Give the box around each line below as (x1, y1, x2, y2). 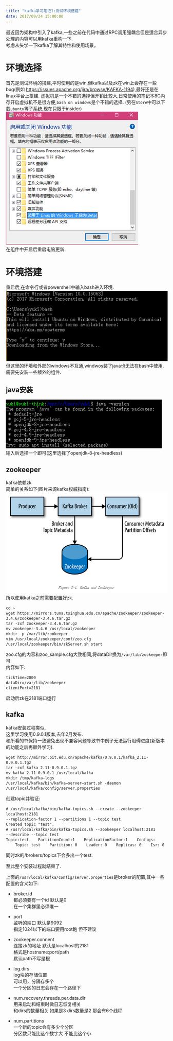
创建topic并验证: (6, 795, 41, 802)
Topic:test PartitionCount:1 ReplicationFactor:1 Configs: (6, 837, 156, 842)
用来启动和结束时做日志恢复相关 (13, 1001, 81, 1007)
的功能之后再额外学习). (6, 744, 54, 750)
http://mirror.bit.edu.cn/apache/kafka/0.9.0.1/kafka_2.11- (17, 755, 148, 760)
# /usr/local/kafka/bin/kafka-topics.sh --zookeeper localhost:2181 (6, 827, 156, 832)
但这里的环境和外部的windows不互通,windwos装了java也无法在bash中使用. (6, 362, 164, 369)
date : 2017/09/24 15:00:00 (6, 13, 64, 19)
